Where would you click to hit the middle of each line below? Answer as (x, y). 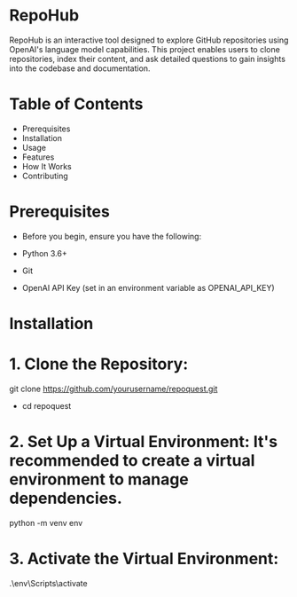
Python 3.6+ (45, 253)
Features (38, 157)
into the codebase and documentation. (80, 68)
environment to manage (99, 479)
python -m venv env (46, 522)
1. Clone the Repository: (99, 364)
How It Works (47, 166)
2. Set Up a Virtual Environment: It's (143, 442)
